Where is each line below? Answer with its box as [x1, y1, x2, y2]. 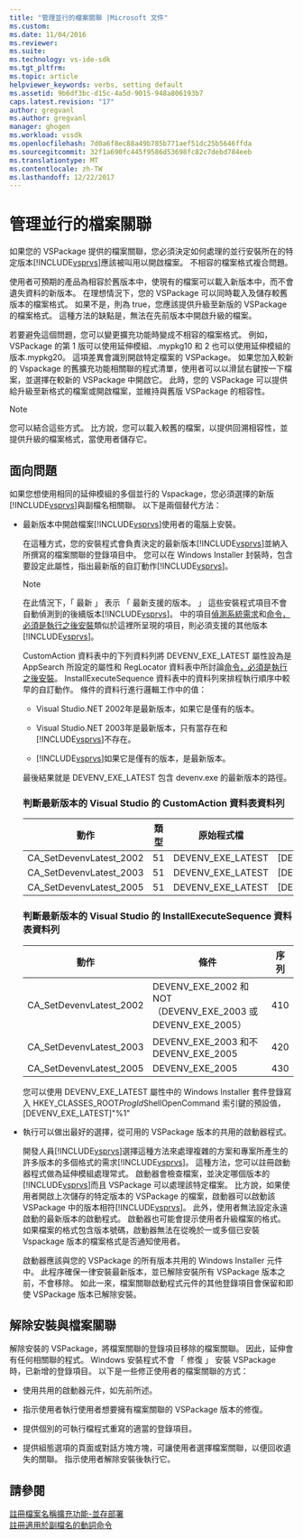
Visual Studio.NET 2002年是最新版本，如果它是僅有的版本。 [35, 703, 260, 714]
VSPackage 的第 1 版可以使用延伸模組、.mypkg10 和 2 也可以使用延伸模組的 [9, 340, 291, 352]
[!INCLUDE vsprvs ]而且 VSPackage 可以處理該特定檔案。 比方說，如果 [22, 1179, 282, 1190]
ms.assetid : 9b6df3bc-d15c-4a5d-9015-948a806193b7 [9, 88, 204, 97]
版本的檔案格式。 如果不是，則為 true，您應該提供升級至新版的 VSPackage [9, 299, 287, 310]
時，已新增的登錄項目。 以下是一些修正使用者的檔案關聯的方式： [9, 1366, 249, 1377]
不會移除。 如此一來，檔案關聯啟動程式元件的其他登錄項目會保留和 [38, 1277, 286, 1288]
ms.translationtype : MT [9, 155, 99, 165]
